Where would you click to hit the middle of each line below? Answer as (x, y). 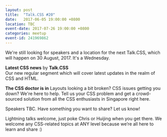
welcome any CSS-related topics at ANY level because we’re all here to (79, 124)
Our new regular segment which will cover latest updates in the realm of (80, 73)
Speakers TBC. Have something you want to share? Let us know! (73, 109)
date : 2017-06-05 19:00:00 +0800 (43, 19)
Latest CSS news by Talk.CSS (37, 67)
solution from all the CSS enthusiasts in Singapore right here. (87, 99)
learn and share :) (24, 129)
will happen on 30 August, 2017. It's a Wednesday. (58, 58)
